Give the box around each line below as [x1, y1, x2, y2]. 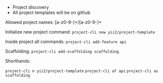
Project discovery [12, 4, 49, 10]
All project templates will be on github [12, 9, 91, 15]
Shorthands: [5, 58, 31, 64]
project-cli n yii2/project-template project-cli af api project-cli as [5, 68, 158, 73]
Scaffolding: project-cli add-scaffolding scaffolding [5, 48, 119, 54]
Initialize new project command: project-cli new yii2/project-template [5, 29, 155, 34]
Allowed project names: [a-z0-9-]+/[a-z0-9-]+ [5, 19, 102, 25]
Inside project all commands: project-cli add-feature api [5, 38, 127, 44]
